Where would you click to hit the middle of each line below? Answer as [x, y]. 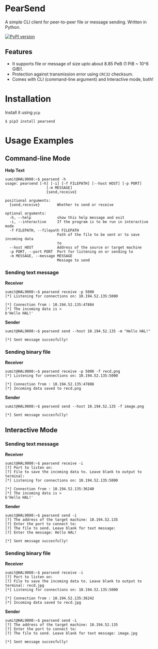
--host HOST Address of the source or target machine [76, 247]
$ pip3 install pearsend [30, 121]
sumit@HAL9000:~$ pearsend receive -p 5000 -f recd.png [63, 372]
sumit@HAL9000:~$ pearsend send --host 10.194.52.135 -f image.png [75, 407]
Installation [28, 99]
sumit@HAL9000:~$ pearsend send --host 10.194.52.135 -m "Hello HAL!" [78, 331]
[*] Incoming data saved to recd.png [43, 389]
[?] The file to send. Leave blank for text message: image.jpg [71, 633]
